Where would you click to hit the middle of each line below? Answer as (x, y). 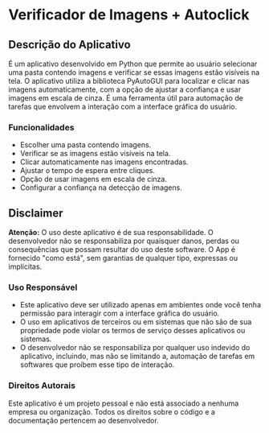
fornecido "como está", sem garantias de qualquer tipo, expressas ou (123, 258)
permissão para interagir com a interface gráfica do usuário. (120, 313)
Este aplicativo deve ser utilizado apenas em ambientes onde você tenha (141, 305)
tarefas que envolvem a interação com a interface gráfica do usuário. (123, 107)
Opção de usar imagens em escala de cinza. (93, 179)
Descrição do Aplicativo (69, 45)
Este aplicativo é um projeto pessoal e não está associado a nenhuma (124, 403)
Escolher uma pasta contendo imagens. (86, 145)
